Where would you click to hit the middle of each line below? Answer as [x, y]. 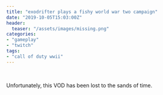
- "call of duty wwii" [35, 57]
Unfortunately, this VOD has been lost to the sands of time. [79, 85]
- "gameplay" [23, 40]
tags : [13, 51]
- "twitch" [20, 46]
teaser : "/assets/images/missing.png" [61, 29]
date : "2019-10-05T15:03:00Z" [44, 17]
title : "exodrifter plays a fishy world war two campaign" [82, 12]
